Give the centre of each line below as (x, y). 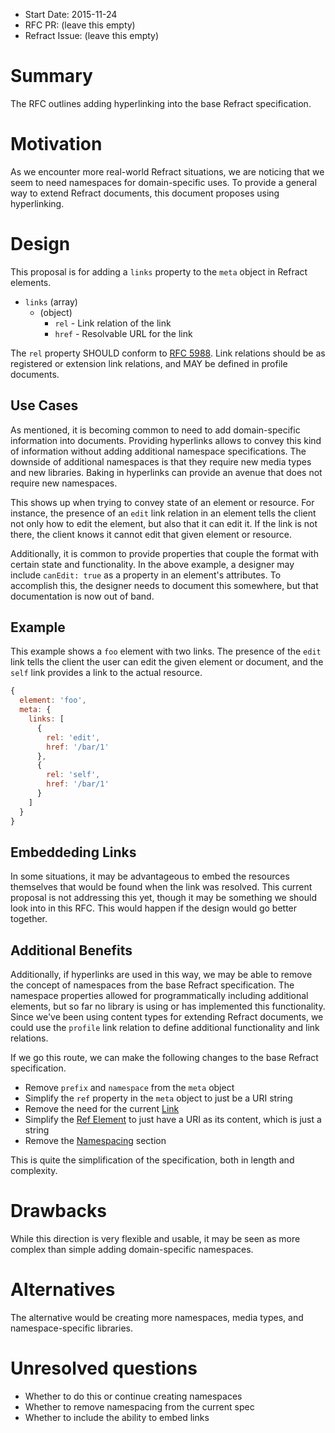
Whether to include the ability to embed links (117, 1417)
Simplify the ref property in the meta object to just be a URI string (158, 1098)
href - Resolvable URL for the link (123, 333)
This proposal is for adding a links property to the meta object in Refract (159, 271)
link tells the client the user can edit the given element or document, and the (167, 662)
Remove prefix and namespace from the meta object (129, 1088)
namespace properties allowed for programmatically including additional (159, 996)
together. (29, 919)
